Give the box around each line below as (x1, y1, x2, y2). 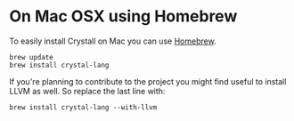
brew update (9, 52, 53, 61)
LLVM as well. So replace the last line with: (9, 85, 166, 96)
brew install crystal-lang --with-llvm (9, 102, 158, 112)
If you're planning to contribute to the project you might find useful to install (9, 76, 287, 86)
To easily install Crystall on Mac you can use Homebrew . (9, 36, 216, 46)
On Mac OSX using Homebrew (9, 6, 238, 27)
